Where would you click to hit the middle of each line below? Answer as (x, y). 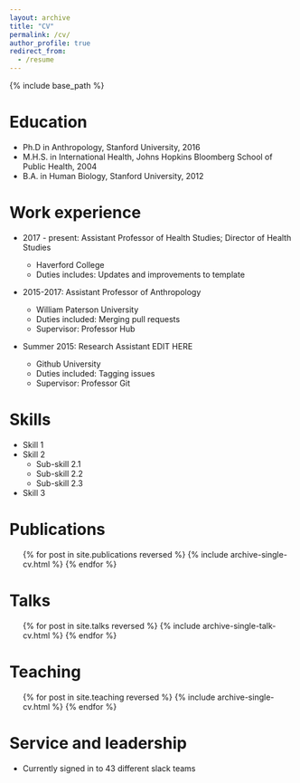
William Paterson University (87, 310)
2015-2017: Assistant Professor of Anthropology (112, 291)
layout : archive (40, 18)
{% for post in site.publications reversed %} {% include (125, 554)
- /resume (36, 60)
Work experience (75, 213)
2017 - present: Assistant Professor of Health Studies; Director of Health (157, 237)
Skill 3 (34, 492)
